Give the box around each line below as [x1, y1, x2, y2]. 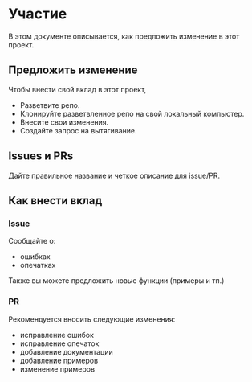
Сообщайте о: [8, 236, 56, 246]
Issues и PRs [8, 150, 74, 163]
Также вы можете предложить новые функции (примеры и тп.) [8, 276, 225, 285]
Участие [8, 5, 67, 23]
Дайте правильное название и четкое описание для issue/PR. [8, 170, 221, 180]
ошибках [19, 252, 51, 261]
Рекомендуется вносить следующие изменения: [8, 314, 176, 324]
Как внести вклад [8, 194, 103, 207]
